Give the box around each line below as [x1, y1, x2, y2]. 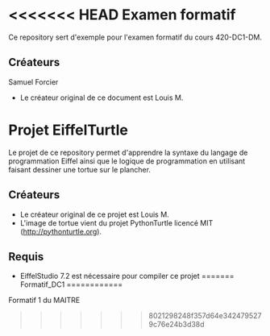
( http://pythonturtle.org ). [19, 226, 102, 236]
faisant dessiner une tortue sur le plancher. [8, 164, 152, 174]
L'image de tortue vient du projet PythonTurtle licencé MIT [19, 218, 214, 227]
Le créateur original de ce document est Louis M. [19, 93, 184, 102]
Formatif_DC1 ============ [19, 280, 123, 289]
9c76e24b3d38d [148, 320, 205, 330]
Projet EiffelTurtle [8, 121, 129, 139]
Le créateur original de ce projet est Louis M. [19, 209, 169, 219]
